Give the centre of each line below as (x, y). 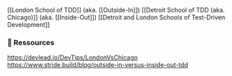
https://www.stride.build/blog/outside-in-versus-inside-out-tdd (98, 65)
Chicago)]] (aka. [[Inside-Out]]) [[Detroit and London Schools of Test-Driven (116, 17)
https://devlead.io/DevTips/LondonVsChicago (73, 57)
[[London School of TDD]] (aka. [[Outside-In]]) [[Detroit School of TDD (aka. (116, 10)
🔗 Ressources (31, 42)
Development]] (28, 25)
